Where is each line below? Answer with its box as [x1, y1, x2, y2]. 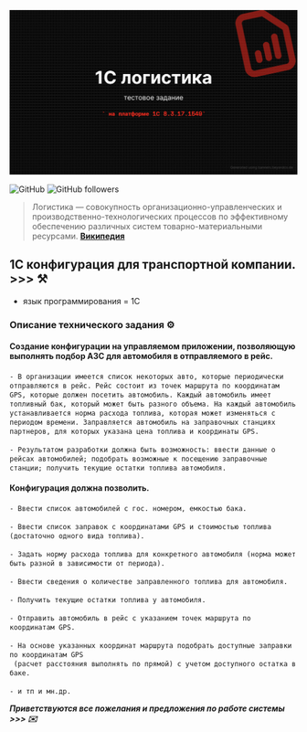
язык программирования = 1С [22, 295, 141, 306]
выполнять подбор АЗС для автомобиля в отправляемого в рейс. [9, 351, 273, 362]
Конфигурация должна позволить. [9, 483, 150, 493]
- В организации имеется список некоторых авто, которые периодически [9, 372, 284, 381]
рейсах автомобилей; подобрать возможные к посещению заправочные [9, 454, 268, 463]
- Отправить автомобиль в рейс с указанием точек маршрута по [9, 614, 251, 623]
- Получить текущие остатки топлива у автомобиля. [9, 596, 206, 605]
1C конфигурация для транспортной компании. [9, 257, 296, 272]
